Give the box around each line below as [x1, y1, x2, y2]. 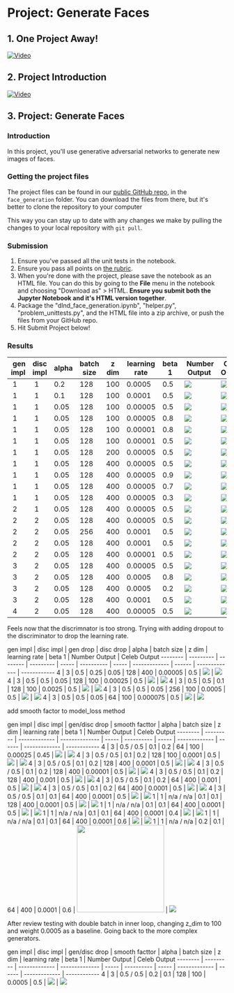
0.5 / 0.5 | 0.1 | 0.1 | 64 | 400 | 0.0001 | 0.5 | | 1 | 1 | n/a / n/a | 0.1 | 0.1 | [7, 793, 223, 801]
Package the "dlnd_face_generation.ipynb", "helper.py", [17, 302, 177, 310]
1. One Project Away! [7, 33, 99, 45]
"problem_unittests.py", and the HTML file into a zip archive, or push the [17, 309, 224, 317]
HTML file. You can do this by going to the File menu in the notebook [17, 279, 215, 288]
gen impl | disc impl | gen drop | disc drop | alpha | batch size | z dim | [7, 645, 208, 654]
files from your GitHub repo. [17, 316, 98, 325]
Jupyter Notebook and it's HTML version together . [17, 294, 167, 302]
